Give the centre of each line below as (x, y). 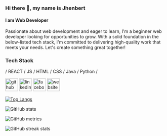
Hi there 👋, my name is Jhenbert (45, 8)
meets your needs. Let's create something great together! (65, 48)
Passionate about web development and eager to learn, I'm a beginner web (83, 31)
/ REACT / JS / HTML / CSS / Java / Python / (51, 72)
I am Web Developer (27, 20)
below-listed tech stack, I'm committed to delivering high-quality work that (83, 42)
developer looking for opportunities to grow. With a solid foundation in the (82, 37)
